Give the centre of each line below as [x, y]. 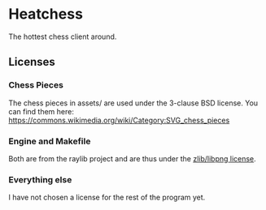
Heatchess [46, 14]
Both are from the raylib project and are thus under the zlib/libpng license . [132, 158]
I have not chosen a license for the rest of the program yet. [107, 197]
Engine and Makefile [50, 141]
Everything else [40, 179]
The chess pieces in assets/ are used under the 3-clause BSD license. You [133, 103]
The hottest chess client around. [63, 36]
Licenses [32, 62]
